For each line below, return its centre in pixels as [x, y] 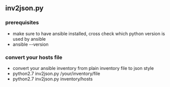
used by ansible [29, 39]
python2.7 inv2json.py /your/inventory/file [56, 73]
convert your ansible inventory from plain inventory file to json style [83, 68]
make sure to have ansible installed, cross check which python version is [89, 33]
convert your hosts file [34, 57]
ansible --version [31, 44]
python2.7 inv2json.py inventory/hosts [53, 79]
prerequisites [22, 23]
